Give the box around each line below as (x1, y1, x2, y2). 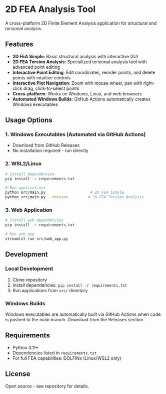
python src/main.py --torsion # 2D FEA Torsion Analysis (5, 195, 144, 200)
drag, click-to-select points (23, 85, 79, 91)
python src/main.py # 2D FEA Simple (5, 190, 124, 195)
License (5, 370, 30, 378)
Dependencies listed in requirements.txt (12, 350, 97, 356)
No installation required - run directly (12, 148, 88, 154)
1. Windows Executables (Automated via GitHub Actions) (5, 131, 146, 138)
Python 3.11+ (12, 344, 39, 350)
